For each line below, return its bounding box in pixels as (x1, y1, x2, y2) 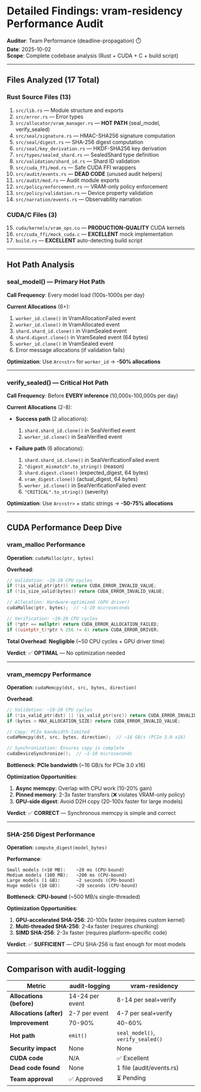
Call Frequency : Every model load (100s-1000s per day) (7, 291, 145, 299)
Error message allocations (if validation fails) (15, 346, 125, 354)
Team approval (10, 1075, 53, 1083)
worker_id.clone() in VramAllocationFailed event (15, 314, 136, 321)
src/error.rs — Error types (15, 112, 84, 120)
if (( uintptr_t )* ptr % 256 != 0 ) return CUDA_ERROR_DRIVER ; (7, 626, 160, 632)
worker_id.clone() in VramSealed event (15, 340, 114, 347)
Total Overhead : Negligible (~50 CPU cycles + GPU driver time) (7, 637, 165, 644)
